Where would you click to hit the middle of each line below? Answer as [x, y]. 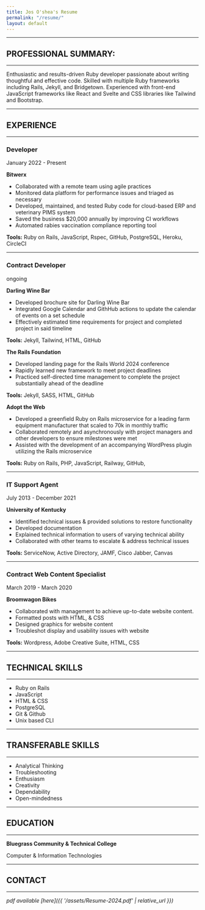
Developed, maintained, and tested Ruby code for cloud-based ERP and [106, 206]
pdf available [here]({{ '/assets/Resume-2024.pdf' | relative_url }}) [90, 901]
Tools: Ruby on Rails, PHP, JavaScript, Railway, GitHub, [76, 463]
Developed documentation [49, 528]
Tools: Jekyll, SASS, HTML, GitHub [50, 395]
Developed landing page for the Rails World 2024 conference [92, 363]
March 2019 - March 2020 [39, 588]
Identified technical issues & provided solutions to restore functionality [104, 521]
